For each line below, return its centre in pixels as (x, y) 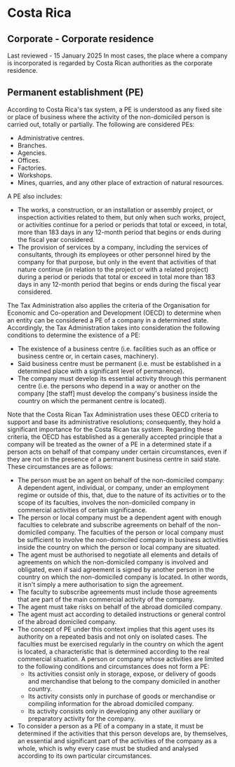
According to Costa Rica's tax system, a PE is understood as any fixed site (115, 109)
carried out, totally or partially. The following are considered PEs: (101, 124)
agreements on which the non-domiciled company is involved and (113, 562)
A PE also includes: (35, 196)
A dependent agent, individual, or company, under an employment (113, 487)
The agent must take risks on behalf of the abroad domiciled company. (120, 606)
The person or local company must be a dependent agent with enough (120, 517)
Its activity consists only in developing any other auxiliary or (114, 711)
